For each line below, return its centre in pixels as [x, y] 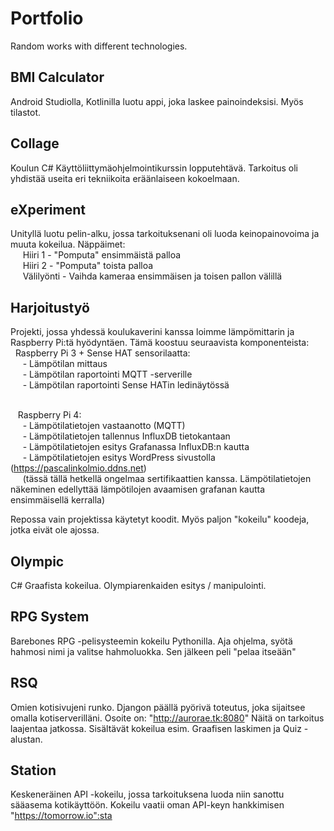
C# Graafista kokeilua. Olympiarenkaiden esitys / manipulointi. [138, 585]
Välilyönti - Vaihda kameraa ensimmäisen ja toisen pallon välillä [152, 276]
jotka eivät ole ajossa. [55, 530]
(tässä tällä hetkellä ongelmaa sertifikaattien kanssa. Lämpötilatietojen [167, 479]
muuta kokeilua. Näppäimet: [68, 244]
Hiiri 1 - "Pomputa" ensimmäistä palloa [102, 255]
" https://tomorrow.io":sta [61, 816]
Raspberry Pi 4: [49, 415]
